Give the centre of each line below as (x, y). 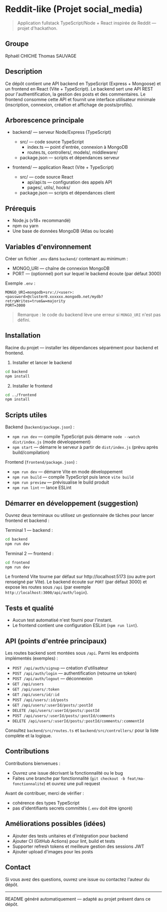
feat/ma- (136, 779)
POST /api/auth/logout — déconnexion (52, 679)
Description (24, 71)
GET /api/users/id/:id (36, 695)
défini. (24, 320)
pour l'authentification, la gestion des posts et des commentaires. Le (75, 94)
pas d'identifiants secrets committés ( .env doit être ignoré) (72, 808)
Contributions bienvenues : (33, 763)
